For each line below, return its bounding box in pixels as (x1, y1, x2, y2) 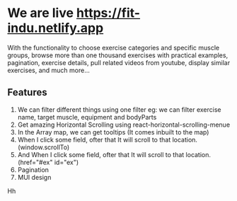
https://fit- (76, 5, 140, 21)
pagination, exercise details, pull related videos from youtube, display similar (7, 58, 231, 67)
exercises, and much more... (7, 66, 91, 74)
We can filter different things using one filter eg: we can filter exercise (17, 105, 221, 114)
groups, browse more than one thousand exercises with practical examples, (7, 51, 229, 59)
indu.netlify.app (7, 20, 104, 36)
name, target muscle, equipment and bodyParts (17, 113, 157, 121)
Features (7, 86, 47, 98)
